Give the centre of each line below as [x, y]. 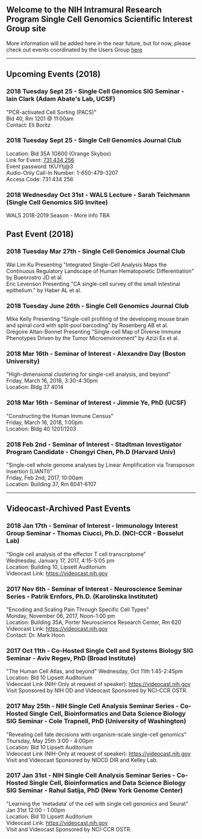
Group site [26, 29]
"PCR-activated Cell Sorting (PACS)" [51, 112]
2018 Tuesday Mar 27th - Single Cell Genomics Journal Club [96, 251]
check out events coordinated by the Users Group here [74, 49]
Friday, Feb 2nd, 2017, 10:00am [44, 478]
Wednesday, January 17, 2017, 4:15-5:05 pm [60, 560]
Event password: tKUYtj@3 [40, 166]
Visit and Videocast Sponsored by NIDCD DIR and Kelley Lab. [82, 760]
